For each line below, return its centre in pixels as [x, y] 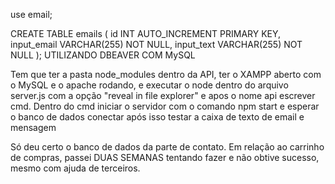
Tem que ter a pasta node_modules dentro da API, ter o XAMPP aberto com [166, 74]
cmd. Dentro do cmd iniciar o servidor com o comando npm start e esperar [165, 106]
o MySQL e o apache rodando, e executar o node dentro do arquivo [149, 85]
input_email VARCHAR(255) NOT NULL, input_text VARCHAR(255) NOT [156, 44]
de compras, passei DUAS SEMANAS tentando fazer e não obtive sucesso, [165, 157]
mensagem [33, 127]
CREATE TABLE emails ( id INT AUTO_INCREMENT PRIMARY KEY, [146, 33]
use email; [31, 14]
